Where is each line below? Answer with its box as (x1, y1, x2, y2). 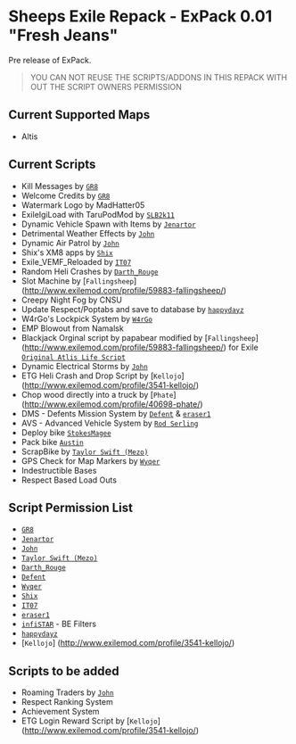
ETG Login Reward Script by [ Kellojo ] (21, 715, 161, 726)
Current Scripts (8, 157, 96, 172)
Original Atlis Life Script (21, 352, 126, 362)
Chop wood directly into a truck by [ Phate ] (21, 389, 177, 400)
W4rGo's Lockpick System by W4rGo (21, 313, 153, 324)
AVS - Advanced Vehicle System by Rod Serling (21, 417, 199, 428)
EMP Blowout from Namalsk (21, 323, 124, 334)
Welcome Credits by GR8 (21, 190, 111, 201)
